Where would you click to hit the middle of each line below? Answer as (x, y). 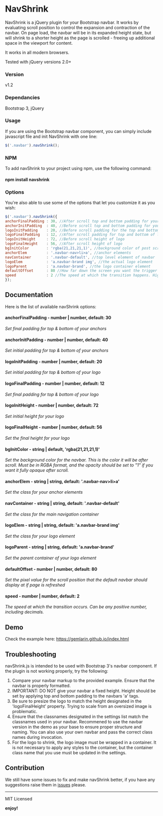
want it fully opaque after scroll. (37, 470)
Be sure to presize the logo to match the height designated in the (77, 701)
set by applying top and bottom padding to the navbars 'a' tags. (76, 696)
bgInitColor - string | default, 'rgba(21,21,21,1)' (53, 449)
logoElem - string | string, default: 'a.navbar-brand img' (62, 525)
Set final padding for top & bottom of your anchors (56, 329)
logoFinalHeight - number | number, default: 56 (54, 427)
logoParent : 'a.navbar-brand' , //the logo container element (78, 266)
